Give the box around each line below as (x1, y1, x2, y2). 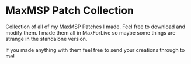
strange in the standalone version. (5, 35, 88, 42)
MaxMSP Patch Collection (5, 4, 134, 17)
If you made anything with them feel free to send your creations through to (5, 46, 185, 53)
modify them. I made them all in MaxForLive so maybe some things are (5, 29, 176, 36)
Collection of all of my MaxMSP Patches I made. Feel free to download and (5, 23, 185, 30)
